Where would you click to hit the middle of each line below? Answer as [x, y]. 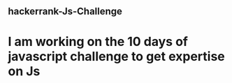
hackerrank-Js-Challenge [65, 12]
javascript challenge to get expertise [117, 56]
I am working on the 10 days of [98, 41]
